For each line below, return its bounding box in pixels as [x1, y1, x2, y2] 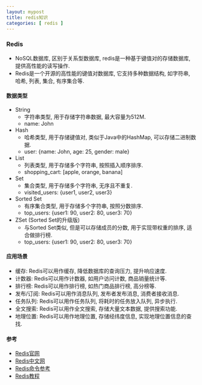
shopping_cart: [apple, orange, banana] [24, 168, 123, 175]
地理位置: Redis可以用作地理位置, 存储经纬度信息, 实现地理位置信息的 [15, 312, 187, 320]
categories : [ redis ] [6, 20, 64, 26]
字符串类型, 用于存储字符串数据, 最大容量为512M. [24, 113, 146, 120]
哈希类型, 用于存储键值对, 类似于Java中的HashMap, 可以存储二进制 [24, 134, 191, 141]
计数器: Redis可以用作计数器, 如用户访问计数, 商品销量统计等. [15, 275, 168, 282]
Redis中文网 [15, 357, 45, 364]
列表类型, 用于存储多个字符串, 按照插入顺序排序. [24, 161, 143, 169]
